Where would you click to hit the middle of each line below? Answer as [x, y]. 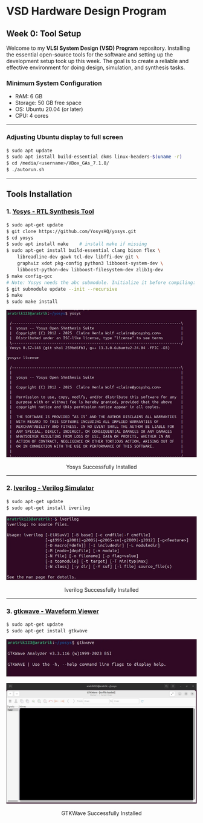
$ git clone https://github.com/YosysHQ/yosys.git [71, 231]
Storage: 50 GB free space [48, 103]
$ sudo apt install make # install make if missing [77, 244]
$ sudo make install [32, 302]
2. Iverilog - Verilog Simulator [50, 488]
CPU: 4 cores [32, 116]
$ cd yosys [20, 238]
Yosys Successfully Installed [101, 467]
